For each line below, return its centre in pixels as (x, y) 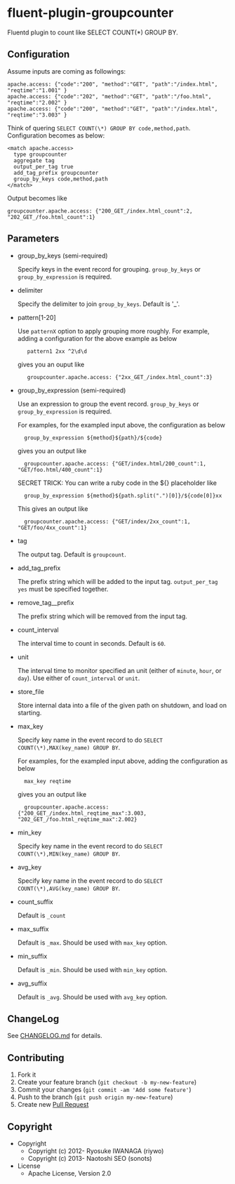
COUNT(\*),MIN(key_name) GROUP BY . (69, 853)
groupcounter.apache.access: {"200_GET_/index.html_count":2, (100, 211)
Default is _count (41, 915)
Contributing (36, 1058)
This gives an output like (53, 508)
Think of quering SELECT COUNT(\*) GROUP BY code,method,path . (99, 128)
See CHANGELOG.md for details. (55, 1036)
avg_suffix (32, 983)
